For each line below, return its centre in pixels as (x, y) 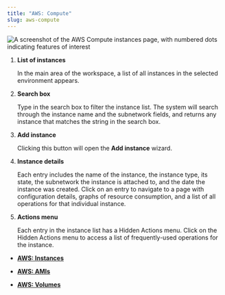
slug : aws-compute (33, 20)
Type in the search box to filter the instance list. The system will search (117, 107)
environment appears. (48, 80)
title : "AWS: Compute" (39, 13)
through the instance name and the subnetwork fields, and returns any (117, 114)
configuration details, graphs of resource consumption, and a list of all (116, 196)
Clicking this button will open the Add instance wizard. (95, 148)
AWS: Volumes (39, 284)
